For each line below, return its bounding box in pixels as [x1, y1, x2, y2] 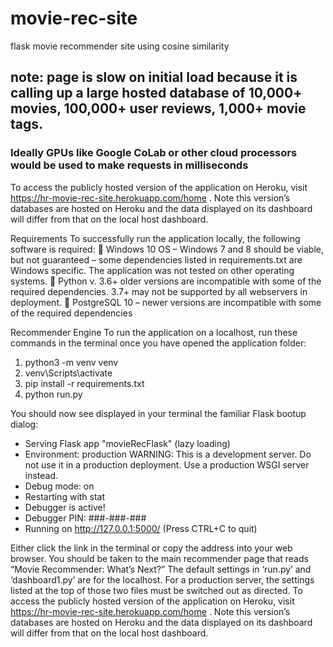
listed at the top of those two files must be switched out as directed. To [10, 584, 303, 596]
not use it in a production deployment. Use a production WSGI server [24, 458, 310, 471]
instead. [24, 469, 59, 481]
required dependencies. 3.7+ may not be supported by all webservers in [10, 285, 308, 297]
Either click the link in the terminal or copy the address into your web [10, 542, 293, 554]
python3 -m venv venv [24, 356, 119, 368]
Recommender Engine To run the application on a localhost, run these [10, 326, 298, 338]
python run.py [24, 388, 83, 400]
